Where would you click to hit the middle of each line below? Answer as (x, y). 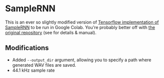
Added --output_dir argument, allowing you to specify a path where (82, 60)
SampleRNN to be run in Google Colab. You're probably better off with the (80, 27)
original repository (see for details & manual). (51, 32)
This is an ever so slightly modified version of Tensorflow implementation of (82, 22)
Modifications (27, 48)
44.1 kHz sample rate (33, 70)
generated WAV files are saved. (44, 65)
